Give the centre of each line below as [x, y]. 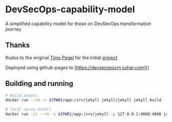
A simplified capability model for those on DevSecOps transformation [79, 24]
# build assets [21, 95]
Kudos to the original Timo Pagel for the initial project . [62, 57]
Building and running [39, 84]
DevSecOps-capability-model [70, 9]
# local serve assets [28, 109]
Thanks [18, 45]
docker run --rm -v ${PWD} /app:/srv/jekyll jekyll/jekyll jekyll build [83, 100]
